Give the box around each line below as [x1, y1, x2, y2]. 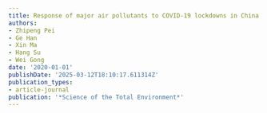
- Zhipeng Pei [8, 26, 56, 34]
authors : [8, 19, 38, 27]
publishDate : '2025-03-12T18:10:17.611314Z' [8, 71, 159, 79]
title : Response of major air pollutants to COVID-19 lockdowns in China [8, 11, 260, 20]
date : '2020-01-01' [8, 64, 74, 72]
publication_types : [8, 78, 74, 86]
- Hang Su [8, 49, 42, 56]
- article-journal [8, 85, 70, 94]
